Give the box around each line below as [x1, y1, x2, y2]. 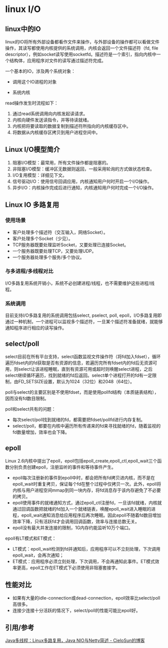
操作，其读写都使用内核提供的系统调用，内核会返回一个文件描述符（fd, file [5, 45, 158, 51]
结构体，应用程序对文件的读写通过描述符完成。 [9, 57, 106, 63]
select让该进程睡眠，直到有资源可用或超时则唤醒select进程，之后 [18, 366, 153, 372]
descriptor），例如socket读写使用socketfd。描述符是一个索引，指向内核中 [5, 51, 156, 57]
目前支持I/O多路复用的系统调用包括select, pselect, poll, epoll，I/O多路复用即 [5, 312, 162, 318]
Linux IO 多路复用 [5, 201, 59, 209]
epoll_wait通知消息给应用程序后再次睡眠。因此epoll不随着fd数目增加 [21, 512, 161, 518]
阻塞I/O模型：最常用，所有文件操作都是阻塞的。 [12, 159, 111, 165]
